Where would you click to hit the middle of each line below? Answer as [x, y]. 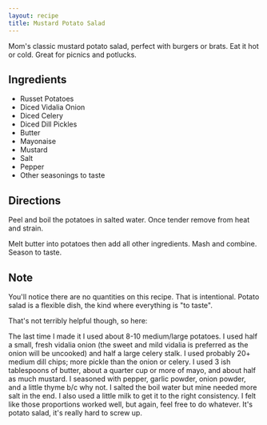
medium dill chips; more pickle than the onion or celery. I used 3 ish [120, 362]
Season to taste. [35, 252]
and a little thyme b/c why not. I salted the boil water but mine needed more [133, 387]
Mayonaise [38, 142]
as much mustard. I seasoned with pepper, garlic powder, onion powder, [127, 379]
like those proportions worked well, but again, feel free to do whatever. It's [131, 404]
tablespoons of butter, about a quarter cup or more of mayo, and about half [132, 370]
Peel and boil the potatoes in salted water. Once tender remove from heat [129, 220]
